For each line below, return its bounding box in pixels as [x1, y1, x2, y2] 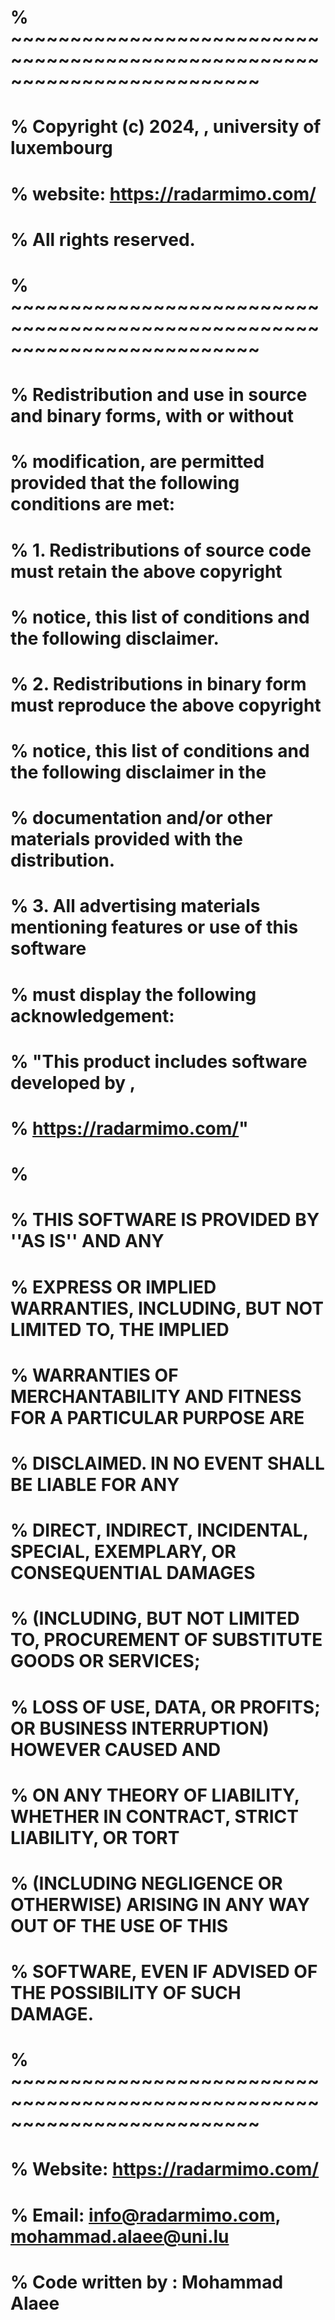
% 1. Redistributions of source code [10, 539, 312, 561]
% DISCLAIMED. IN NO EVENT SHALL [10, 1452, 325, 1475]
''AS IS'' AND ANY [10, 1230, 165, 1253]
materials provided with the [10, 828, 243, 851]
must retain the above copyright [10, 560, 283, 583]
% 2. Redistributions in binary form [10, 672, 307, 695]
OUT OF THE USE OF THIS [10, 1914, 229, 1937]
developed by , [10, 1071, 137, 1094]
